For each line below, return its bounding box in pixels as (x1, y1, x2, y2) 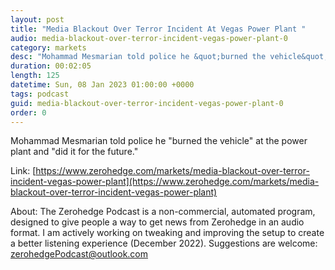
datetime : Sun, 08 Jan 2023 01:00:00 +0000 (10, 80, 195, 90)
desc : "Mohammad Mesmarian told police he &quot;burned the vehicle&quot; (10, 52, 329, 62)
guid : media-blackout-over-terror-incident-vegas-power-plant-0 (10, 98, 284, 108)
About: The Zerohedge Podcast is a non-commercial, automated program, (10, 206, 316, 218)
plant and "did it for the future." (10, 146, 139, 158)
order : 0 (10, 107, 47, 118)
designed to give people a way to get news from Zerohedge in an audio (10, 216, 305, 228)
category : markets (10, 42, 87, 53)
